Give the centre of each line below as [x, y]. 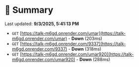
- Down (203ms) [85, 38]
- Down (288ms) [93, 59]
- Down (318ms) [85, 49]
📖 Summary [29, 10]
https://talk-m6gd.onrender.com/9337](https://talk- [74, 43]
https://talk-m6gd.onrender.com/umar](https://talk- [74, 33]
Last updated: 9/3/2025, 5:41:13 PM [42, 24]
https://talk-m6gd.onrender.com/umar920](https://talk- [78, 54]
